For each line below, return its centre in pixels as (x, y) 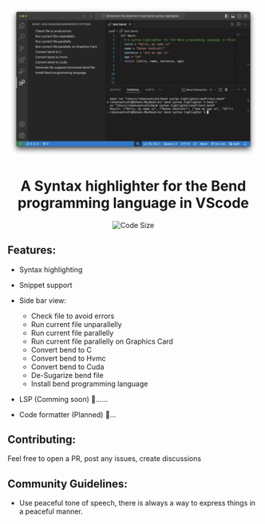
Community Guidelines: (68, 484)
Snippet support (45, 285)
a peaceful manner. (51, 511)
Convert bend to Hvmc (68, 358)
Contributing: (42, 439)
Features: (32, 250)
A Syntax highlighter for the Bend (133, 186)
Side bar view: (43, 300)
